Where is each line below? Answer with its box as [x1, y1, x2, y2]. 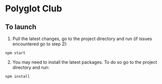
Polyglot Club [5, 3, 62, 14]
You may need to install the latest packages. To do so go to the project [12, 59, 158, 65]
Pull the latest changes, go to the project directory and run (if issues [12, 36, 153, 42]
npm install [5, 74, 30, 79]
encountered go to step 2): [12, 41, 68, 47]
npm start [5, 50, 26, 55]
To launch [5, 23, 36, 31]
